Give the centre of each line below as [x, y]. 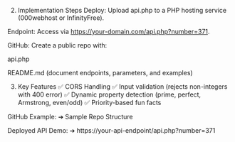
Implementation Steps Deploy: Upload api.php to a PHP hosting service [122, 10]
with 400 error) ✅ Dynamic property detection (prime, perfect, [109, 94]
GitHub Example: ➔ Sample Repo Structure [70, 117]
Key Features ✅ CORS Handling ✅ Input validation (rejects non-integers [122, 87]
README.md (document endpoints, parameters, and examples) [100, 73]
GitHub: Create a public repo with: [57, 45]
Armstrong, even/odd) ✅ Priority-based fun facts [89, 103]
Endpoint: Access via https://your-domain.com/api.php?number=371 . [109, 32]
